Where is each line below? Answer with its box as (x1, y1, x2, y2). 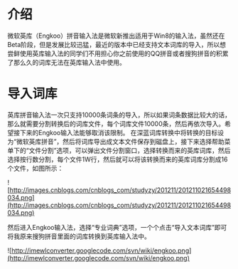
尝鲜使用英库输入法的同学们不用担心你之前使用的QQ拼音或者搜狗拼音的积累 (7, 49, 229, 58)
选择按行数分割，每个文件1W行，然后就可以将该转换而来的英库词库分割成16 (7, 154, 228, 164)
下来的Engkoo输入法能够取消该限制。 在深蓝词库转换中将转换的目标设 (19, 128, 225, 137)
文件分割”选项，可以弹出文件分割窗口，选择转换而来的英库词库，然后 (28, 146, 231, 154)
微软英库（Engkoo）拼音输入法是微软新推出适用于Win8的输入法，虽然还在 (7, 31, 225, 40)
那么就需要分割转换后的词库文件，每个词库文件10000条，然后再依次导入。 (7, 119, 225, 128)
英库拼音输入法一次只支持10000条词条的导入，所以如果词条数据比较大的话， (7, 110, 232, 119)
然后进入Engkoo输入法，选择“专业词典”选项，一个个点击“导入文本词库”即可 (7, 223, 227, 231)
